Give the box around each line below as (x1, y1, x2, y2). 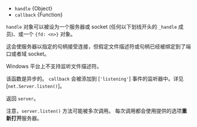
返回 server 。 (6, 95, 39, 102)
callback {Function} (14, 11, 63, 18)
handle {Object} (14, 5, 53, 12)
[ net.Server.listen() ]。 (6, 83, 66, 90)
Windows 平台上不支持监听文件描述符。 (6, 63, 102, 70)
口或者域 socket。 (6, 50, 50, 57)
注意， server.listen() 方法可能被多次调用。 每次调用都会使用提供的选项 (6, 108, 182, 114)
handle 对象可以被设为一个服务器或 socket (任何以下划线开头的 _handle (6, 23, 177, 30)
